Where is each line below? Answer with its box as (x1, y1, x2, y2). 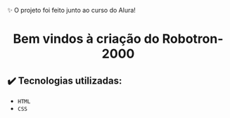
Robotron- (162, 31, 224, 47)
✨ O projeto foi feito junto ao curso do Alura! (7, 6, 136, 14)
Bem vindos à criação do (13, 31, 160, 47)
